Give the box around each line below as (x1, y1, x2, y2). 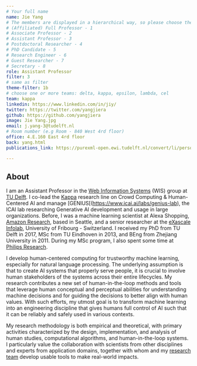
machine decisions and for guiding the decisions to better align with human (6, 292, 188, 299)
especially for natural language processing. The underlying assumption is (6, 261, 184, 268)
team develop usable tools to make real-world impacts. (6, 353, 139, 361)
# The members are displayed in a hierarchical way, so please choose (6, 19, 182, 25)
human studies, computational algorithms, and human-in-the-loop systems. (6, 335, 189, 342)
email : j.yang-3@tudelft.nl (6, 123, 75, 129)
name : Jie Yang (6, 14, 43, 20)
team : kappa (6, 96, 35, 101)
